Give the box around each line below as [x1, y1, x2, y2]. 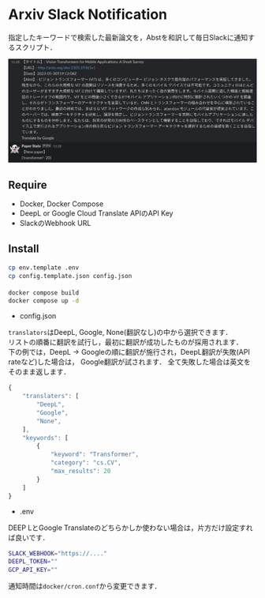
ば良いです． [8, 532, 50, 542]
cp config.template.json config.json [8, 272, 132, 280]
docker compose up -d [8, 297, 80, 305]
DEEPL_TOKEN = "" [8, 558, 58, 566]
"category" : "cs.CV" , [50, 459, 122, 467]
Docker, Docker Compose [19, 199, 104, 209]
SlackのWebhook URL [19, 219, 91, 228]
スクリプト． [14, 42, 57, 52]
